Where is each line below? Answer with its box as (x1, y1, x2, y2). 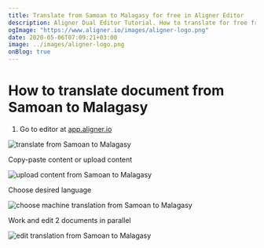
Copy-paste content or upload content (8, 155, 133, 164)
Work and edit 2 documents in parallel (8, 215, 131, 224)
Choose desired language (8, 185, 92, 195)
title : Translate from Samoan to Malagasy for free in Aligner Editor (8, 11, 244, 20)
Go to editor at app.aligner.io (19, 124, 112, 133)
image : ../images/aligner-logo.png (8, 41, 125, 49)
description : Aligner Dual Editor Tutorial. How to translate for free (8, 19, 247, 27)
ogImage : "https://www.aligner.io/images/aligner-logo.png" (8, 26, 210, 34)
